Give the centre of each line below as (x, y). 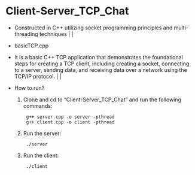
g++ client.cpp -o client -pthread (70, 122)
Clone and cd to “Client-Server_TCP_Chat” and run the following (102, 99)
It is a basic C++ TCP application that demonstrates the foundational (98, 57)
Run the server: (42, 133)
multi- (181, 28)
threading (26, 34)
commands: (38, 105)
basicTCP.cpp (31, 46)
